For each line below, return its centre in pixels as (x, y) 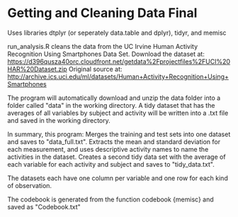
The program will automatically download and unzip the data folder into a (114, 98)
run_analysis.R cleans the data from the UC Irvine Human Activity (103, 46)
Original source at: (95, 69)
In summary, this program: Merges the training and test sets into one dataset (119, 134)
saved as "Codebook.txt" (44, 206)
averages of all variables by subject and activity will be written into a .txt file (118, 113)
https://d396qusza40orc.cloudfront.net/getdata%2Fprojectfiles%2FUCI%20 (119, 61)
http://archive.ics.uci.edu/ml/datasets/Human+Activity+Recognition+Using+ (118, 77)
